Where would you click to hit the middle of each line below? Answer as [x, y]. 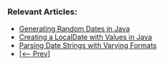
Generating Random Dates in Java [74, 29]
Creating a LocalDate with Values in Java [85, 37]
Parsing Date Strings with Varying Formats [88, 46]
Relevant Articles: [43, 12]
